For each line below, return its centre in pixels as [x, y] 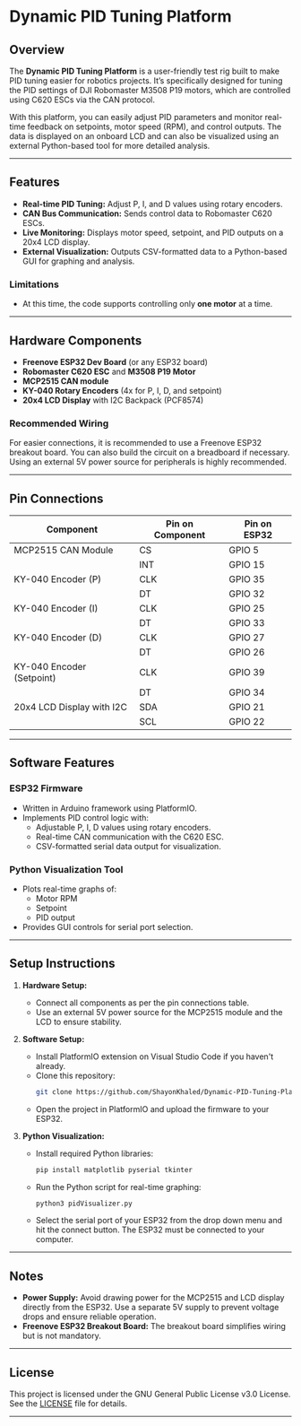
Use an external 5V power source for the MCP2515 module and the [159, 1012]
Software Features [62, 763]
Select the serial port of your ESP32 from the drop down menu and [159, 1221]
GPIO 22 [247, 722]
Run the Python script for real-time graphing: [118, 1187]
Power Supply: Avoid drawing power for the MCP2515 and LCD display [153, 1298]
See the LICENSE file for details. [69, 1404]
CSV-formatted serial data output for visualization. [128, 846]
